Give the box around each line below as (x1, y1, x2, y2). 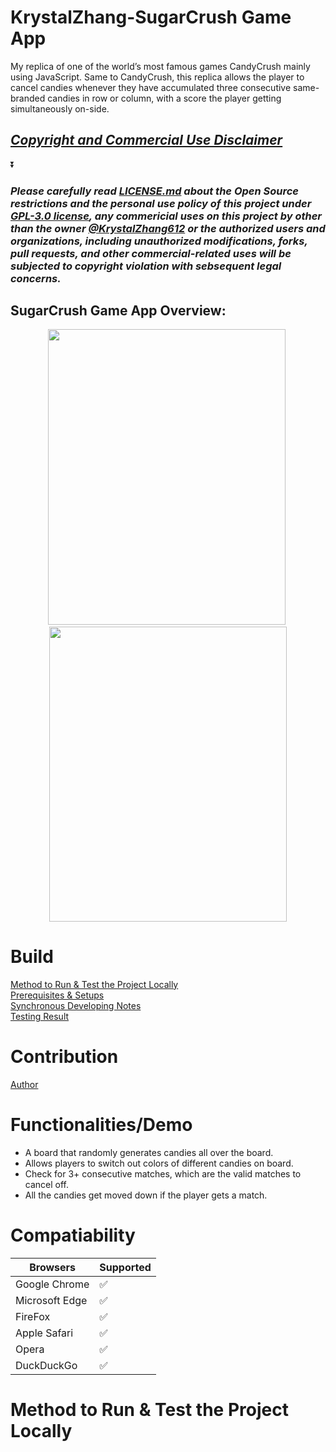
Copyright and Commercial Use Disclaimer (10, 132, 283, 149)
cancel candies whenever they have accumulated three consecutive (10, 81, 292, 93)
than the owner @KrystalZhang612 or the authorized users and (10, 221, 326, 235)
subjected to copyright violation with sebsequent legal (10, 259, 282, 273)
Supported (99, 1260, 152, 1274)
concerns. (10, 271, 62, 285)
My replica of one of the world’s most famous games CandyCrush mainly (10, 60, 311, 72)
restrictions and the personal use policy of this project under (10, 196, 312, 210)
